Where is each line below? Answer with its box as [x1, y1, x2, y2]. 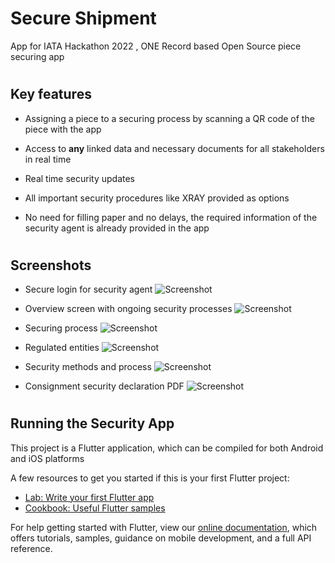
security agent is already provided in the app [24, 222, 210, 234]
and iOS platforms [10, 452, 85, 464]
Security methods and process [24, 361, 152, 373]
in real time [24, 153, 72, 165]
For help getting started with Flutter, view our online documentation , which [10, 521, 318, 533]
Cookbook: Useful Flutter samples [24, 502, 166, 514]
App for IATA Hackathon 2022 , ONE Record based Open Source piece [10, 40, 302, 52]
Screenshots [10, 257, 92, 274]
